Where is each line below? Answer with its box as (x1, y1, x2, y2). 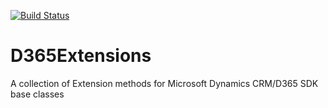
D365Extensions (10, 45, 152, 67)
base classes (10, 88, 65, 100)
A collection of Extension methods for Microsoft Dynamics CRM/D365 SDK (10, 77, 319, 89)
